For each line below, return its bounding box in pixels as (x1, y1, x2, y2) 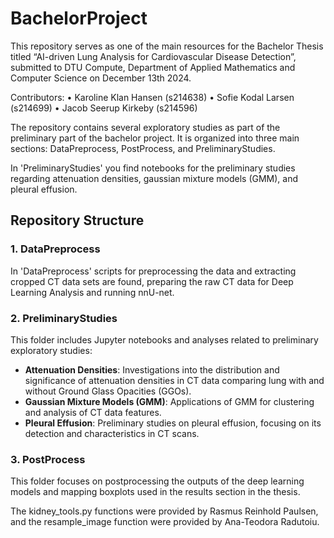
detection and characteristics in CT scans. (24, 427, 200, 439)
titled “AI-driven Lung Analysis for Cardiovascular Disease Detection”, (10, 50, 297, 62)
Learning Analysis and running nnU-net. (10, 286, 175, 298)
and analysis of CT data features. (24, 406, 162, 418)
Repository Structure (10, 212, 145, 229)
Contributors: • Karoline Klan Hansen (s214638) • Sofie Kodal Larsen (10, 91, 295, 103)
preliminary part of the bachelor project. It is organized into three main (10, 132, 300, 144)
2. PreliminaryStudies (10, 311, 118, 325)
